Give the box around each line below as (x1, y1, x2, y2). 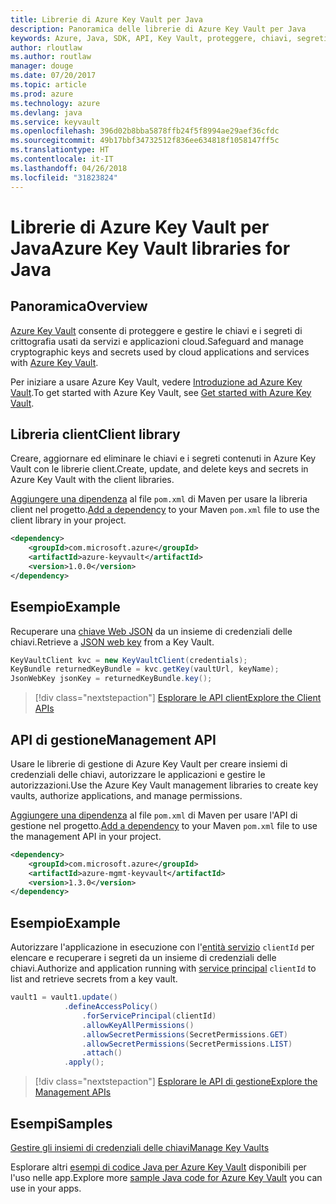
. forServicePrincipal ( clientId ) (81, 1011, 217, 1021)
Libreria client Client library (10, 426, 181, 443)
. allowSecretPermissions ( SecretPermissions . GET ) (81, 1029, 288, 1040)
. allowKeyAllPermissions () (81, 1020, 195, 1030)
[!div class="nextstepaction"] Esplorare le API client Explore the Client (34, 692, 322, 704)
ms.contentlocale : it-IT (10, 154, 114, 164)
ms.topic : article (10, 80, 87, 90)
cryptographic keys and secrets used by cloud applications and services (10, 346, 310, 358)
